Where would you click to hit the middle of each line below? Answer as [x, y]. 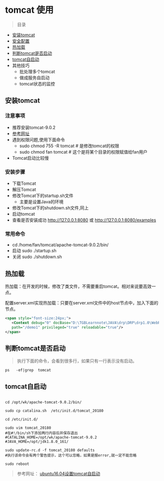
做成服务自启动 [34, 77]
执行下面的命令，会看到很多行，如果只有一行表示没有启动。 [77, 361]
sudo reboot [17, 464]
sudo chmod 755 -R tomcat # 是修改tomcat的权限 [69, 146]
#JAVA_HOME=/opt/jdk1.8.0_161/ [37, 442]
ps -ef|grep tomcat [28, 370]
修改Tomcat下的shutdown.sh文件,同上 [50, 208]
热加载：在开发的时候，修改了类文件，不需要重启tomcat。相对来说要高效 [78, 286]
